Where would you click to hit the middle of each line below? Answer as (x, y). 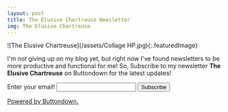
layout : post (26, 13)
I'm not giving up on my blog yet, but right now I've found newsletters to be (113, 59)
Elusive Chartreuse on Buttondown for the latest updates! (89, 73)
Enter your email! (31, 87)
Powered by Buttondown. (43, 101)
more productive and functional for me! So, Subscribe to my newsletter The (114, 66)
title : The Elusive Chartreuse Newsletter (69, 20)
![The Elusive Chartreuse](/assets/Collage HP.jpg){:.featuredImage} (102, 46)
